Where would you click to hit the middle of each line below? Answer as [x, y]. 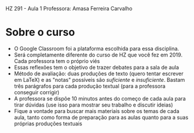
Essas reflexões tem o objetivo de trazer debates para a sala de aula [96, 67]
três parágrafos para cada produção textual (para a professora [90, 86]
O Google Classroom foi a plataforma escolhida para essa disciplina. [96, 48]
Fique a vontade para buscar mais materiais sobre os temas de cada [97, 111]
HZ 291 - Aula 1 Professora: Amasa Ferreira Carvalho [69, 9]
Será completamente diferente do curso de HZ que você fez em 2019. [98, 55]
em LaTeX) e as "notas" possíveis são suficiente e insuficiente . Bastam [99, 79]
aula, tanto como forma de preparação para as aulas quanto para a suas [101, 117]
